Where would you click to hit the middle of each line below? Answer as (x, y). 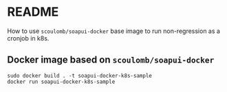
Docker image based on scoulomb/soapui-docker (111, 60)
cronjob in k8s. (28, 38)
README (33, 12)
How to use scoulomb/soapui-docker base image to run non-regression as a (113, 31)
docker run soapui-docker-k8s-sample (61, 82)
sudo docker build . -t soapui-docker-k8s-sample (80, 76)
